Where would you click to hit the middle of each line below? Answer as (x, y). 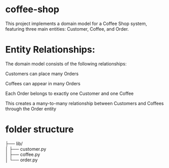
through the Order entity (31, 109)
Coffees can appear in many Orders (43, 83)
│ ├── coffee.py (23, 154)
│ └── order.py (22, 160)
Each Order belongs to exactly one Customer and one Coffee (69, 93)
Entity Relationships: (50, 50)
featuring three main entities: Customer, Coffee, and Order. (67, 29)
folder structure (40, 129)
